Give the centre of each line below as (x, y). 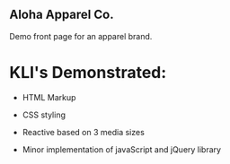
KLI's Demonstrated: (88, 73)
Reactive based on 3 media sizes (84, 132)
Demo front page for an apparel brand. (81, 36)
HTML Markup (49, 97)
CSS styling (44, 115)
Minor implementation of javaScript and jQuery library (122, 149)
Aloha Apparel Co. (62, 15)
